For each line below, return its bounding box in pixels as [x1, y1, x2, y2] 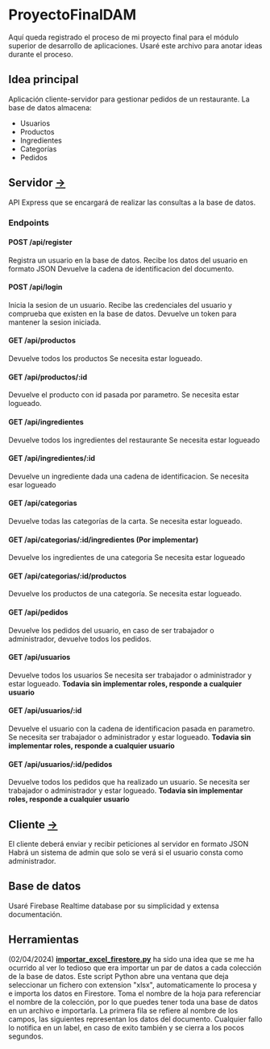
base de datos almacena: [8, 102, 93, 112]
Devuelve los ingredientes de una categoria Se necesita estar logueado [8, 553, 246, 562]
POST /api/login [8, 282, 63, 292]
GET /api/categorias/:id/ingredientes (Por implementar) [8, 534, 199, 545]
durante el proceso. [8, 49, 74, 59]
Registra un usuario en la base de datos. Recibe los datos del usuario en [8, 255, 248, 265]
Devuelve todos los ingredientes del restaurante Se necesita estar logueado [8, 435, 260, 445]
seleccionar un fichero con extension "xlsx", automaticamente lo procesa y [8, 980, 257, 989]
